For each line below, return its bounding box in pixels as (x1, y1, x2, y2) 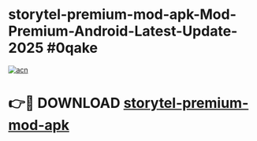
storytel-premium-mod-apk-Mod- (8, 6, 237, 24)
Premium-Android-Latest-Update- (8, 22, 238, 40)
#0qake (47, 39, 99, 57)
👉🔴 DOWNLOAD (8, 95, 121, 112)
